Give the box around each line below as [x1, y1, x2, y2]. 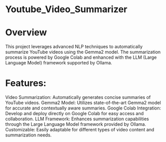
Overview [5, 27, 47, 39]
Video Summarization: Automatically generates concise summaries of [5, 94, 151, 100]
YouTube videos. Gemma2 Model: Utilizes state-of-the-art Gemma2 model [5, 100, 161, 106]
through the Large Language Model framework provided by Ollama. [5, 121, 146, 127]
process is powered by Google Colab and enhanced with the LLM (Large [5, 54, 157, 60]
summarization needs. [5, 132, 52, 138]
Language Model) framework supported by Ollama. [5, 60, 113, 66]
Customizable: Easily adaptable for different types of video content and [5, 127, 155, 133]
